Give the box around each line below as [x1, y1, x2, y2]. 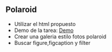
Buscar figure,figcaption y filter [14, 39, 91, 46]
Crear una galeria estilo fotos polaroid [14, 32, 107, 40]
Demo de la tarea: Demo [14, 27, 74, 34]
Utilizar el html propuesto [14, 20, 76, 27]
